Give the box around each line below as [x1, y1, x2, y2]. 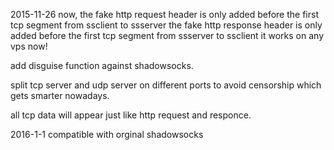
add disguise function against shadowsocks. [10, 60, 194, 71]
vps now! [10, 40, 48, 52]
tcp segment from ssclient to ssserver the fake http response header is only [10, 19, 323, 31]
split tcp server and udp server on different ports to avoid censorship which [10, 79, 322, 91]
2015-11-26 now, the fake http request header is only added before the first [10, 9, 319, 20]
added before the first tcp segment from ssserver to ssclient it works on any [10, 30, 325, 41]
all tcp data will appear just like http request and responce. [10, 109, 252, 121]
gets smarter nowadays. [10, 90, 110, 101]
